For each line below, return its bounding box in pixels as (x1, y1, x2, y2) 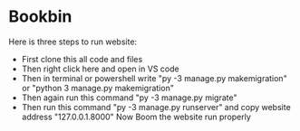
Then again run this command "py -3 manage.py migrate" (21, 92, 237, 103)
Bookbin (8, 6, 73, 27)
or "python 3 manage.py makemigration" (21, 82, 174, 93)
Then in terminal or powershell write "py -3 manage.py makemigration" (21, 72, 287, 83)
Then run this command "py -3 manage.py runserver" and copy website (21, 101, 291, 112)
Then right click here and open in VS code (21, 63, 179, 74)
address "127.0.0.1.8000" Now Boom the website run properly (21, 111, 251, 122)
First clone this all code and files (21, 53, 143, 64)
